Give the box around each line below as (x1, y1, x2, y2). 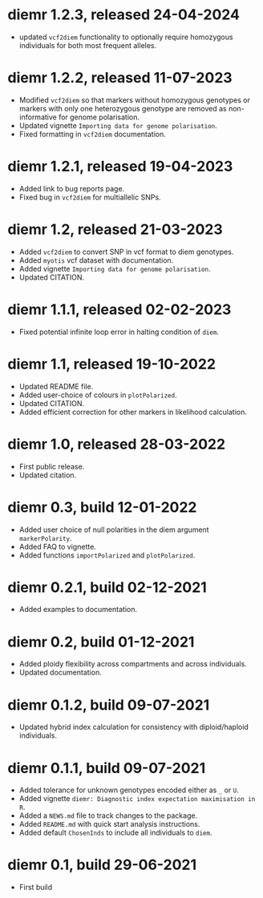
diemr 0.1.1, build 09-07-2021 (7, 759, 206, 777)
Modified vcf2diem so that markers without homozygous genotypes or (18, 95, 250, 105)
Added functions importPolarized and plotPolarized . (18, 550, 196, 560)
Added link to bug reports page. (18, 183, 125, 193)
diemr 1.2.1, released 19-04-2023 (7, 158, 233, 175)
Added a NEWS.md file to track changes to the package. (18, 811, 198, 820)
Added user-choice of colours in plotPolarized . (18, 390, 177, 400)
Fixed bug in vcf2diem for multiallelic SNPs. (18, 192, 161, 202)
